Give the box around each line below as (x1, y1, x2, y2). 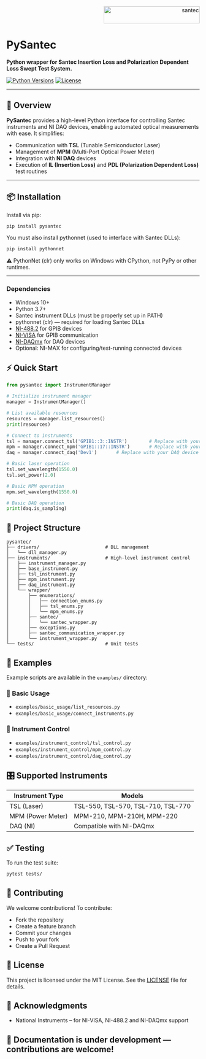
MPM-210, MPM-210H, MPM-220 (74, 812, 178, 820)
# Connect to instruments (6, 433, 72, 439)
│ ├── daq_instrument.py (6, 582, 75, 588)
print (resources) (6, 421, 51, 428)
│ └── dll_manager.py (6, 550, 67, 556)
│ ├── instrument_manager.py (6, 560, 86, 567)
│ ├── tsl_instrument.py (6, 571, 75, 577)
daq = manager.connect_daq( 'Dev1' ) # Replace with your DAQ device (6, 450, 199, 456)
